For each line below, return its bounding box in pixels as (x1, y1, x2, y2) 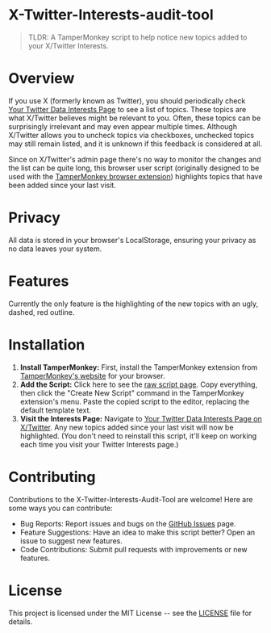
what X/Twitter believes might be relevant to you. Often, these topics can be (8, 113, 261, 123)
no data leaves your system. (8, 244, 102, 254)
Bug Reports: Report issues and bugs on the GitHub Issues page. (19, 518, 236, 528)
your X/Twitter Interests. (27, 40, 109, 50)
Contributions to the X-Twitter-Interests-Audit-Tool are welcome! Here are (8, 494, 253, 504)
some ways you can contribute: (8, 503, 113, 513)
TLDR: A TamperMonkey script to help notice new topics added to (27, 32, 248, 42)
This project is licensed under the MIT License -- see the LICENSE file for (8, 608, 252, 618)
